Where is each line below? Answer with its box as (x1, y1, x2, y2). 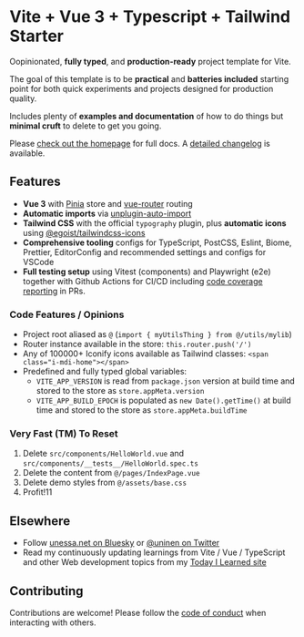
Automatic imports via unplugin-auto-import (22, 208, 192, 219)
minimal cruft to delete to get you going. (9, 120, 162, 131)
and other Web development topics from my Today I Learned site (22, 557, 267, 568)
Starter (9, 26, 64, 46)
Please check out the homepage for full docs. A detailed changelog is (9, 138, 270, 149)
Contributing (9, 583, 84, 599)
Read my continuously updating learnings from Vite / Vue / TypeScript (22, 547, 286, 558)
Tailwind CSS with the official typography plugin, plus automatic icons (22, 217, 287, 229)
